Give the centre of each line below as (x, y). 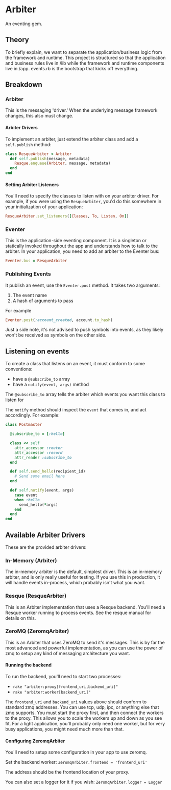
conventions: (19, 369)
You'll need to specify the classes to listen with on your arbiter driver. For (82, 196)
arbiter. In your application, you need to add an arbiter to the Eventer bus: (82, 251)
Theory (17, 40)
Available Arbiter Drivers (45, 535)
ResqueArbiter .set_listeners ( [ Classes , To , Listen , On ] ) (67, 216)
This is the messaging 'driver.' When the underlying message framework (81, 110)
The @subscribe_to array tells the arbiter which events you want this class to (86, 394)
